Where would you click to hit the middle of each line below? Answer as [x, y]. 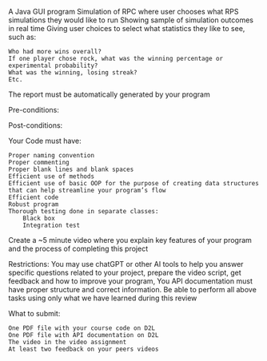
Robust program [34, 204]
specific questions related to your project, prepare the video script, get [125, 272]
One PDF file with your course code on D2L [82, 328]
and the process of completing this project [78, 248]
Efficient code [34, 197]
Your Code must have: [45, 141]
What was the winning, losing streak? [73, 73]
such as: [22, 37]
